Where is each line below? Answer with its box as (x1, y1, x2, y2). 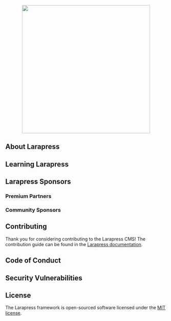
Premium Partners (5, 193, 52, 200)
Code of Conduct (5, 256, 61, 265)
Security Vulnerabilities (5, 273, 83, 282)
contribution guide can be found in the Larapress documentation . (5, 241, 143, 247)
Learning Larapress (5, 159, 69, 169)
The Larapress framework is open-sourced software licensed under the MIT (5, 305, 166, 311)
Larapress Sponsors (5, 177, 71, 186)
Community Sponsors (5, 207, 61, 214)
